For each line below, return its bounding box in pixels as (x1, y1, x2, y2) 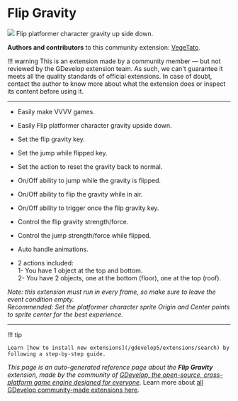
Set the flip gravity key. (17, 135, 85, 143)
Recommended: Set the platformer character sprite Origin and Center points (7, 302, 230, 311)
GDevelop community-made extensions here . (7, 385, 140, 394)
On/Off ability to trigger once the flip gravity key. (17, 204, 159, 212)
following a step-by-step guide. (7, 350, 106, 358)
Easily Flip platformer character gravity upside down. (17, 121, 172, 129)
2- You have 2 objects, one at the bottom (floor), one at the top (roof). (17, 273, 222, 282)
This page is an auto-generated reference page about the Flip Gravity (7, 363, 214, 371)
